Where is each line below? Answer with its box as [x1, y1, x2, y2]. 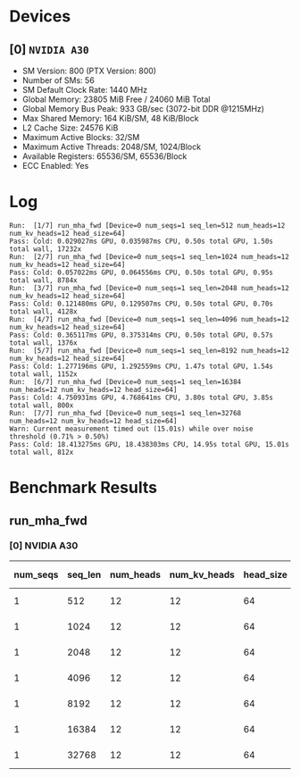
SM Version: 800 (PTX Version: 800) [21, 65, 157, 76]
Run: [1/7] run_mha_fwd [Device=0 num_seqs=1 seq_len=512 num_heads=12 [9, 221, 286, 230]
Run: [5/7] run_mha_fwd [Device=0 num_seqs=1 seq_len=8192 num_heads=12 [9, 346, 290, 355]
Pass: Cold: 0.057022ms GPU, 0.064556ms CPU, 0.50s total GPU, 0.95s [9, 268, 274, 277]
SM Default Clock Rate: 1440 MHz [21, 85, 148, 95]
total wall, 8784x [9, 275, 78, 285]
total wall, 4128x [9, 306, 78, 316]
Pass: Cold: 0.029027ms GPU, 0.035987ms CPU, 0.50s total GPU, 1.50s [9, 237, 274, 246]
